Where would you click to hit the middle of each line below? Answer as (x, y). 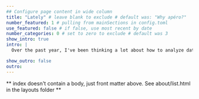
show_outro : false (29, 61)
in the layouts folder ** (34, 90)
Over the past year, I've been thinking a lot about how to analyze (98, 50)
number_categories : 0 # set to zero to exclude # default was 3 (87, 34)
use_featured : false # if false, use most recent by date (79, 28)
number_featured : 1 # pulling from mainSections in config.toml (87, 23)
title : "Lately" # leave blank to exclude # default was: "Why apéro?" (96, 17)
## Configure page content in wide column (59, 12)
